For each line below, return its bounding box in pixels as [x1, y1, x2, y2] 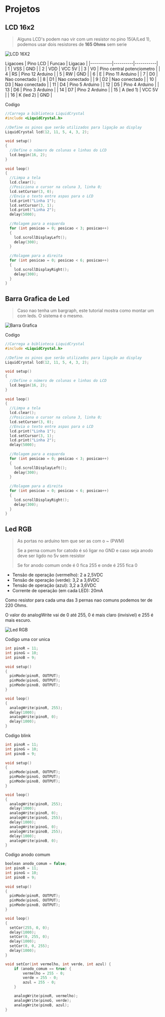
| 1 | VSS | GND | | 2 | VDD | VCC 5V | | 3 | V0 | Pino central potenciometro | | [5, 66, 161, 72]
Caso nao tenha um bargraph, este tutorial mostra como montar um [17, 307, 154, 314]
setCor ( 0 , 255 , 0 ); [9, 934, 50, 940]
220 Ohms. [5, 603, 28, 608]
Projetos [5, 3, 40, 15]
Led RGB [5, 525, 32, 533]
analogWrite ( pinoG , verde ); [14, 998, 71, 1003]
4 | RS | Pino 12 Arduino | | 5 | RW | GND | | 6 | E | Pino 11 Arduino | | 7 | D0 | [5, 71, 158, 77]
